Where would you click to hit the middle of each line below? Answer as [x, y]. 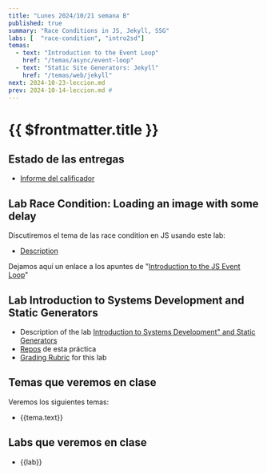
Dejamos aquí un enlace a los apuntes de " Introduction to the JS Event [124, 267]
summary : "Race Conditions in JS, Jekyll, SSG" [89, 30]
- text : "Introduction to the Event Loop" [87, 53]
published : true [35, 23]
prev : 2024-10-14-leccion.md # [60, 90]
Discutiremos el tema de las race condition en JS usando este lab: [117, 235]
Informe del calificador [57, 179]
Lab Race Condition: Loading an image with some [133, 204]
